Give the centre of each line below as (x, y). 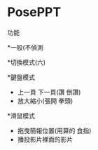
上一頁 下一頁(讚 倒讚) (49, 92)
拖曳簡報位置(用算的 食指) (54, 130)
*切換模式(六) (27, 62)
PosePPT (34, 12)
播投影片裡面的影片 (45, 139)
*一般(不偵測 (26, 47)
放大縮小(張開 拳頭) (45, 101)
